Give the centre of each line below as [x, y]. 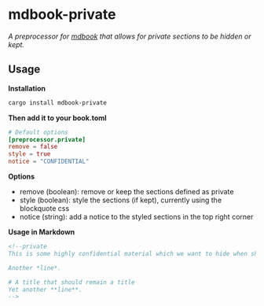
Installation [27, 88]
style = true [29, 154]
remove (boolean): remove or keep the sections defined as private [126, 192]
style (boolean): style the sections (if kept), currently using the [121, 200]
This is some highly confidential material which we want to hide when [128, 253]
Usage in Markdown [42, 232]
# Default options [38, 132]
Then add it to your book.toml [58, 118]
